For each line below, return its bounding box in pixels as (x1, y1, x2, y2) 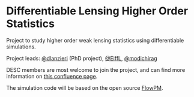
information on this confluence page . (6, 72, 98, 80)
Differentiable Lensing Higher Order (6, 4, 188, 18)
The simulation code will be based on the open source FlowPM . (6, 84, 163, 91)
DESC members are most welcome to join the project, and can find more (6, 66, 186, 73)
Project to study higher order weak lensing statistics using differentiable (6, 37, 184, 44)
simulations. (6, 43, 36, 50)
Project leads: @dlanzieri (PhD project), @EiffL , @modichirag (6, 54, 157, 62)
